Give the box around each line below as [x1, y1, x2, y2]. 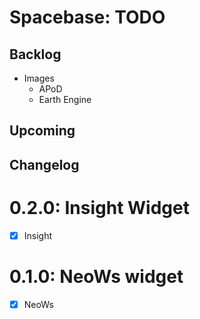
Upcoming [9, 122, 76, 140]
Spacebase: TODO [9, 6, 166, 29]
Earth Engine [38, 94, 92, 105]
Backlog [9, 46, 62, 63]
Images [23, 72, 55, 84]
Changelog [9, 156, 80, 173]
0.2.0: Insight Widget [9, 196, 190, 219]
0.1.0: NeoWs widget [9, 265, 184, 288]
